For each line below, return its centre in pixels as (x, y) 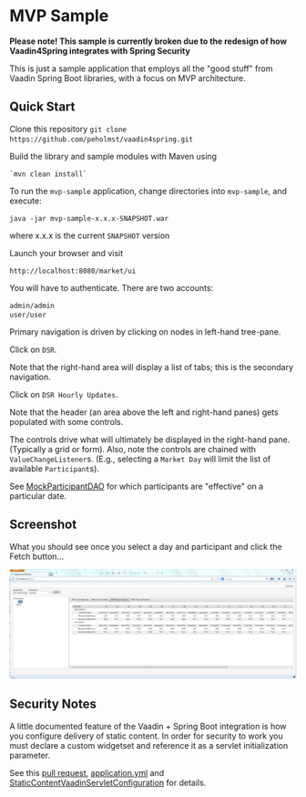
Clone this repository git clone (68, 129)
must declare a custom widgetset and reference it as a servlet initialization (149, 745)
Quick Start (42, 107)
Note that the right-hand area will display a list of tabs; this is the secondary (152, 367)
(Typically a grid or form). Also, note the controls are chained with (133, 449)
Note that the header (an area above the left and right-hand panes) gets (144, 412)
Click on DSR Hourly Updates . (64, 394)
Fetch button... (37, 556)
